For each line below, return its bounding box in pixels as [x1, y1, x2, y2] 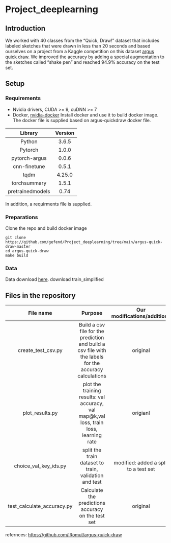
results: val [78, 393, 105, 400]
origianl [132, 410, 150, 417]
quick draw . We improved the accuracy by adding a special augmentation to [5, 54, 164, 60]
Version [55, 129, 75, 136]
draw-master [5, 244, 31, 249]
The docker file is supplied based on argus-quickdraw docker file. [12, 117, 151, 123]
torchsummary [11, 179, 47, 186]
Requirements [5, 95, 41, 102]
